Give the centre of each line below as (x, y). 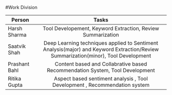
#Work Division (21, 7)
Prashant (19, 64)
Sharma (17, 35)
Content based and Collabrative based (101, 64)
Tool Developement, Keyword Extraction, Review (101, 28)
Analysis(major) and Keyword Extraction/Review (101, 49)
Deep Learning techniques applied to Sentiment (101, 43)
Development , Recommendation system (101, 85)
